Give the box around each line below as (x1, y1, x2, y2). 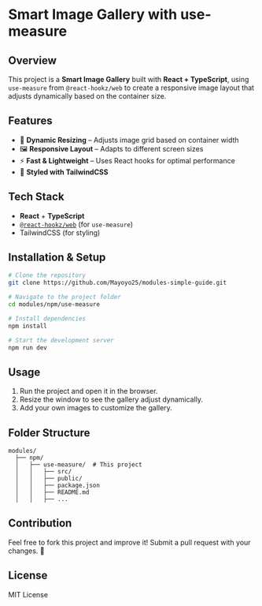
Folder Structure (8, 426, 90, 440)
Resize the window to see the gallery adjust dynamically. (19, 395, 203, 404)
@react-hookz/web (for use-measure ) (19, 219, 134, 229)
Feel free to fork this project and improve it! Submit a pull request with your (8, 537, 251, 547)
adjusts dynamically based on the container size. (8, 92, 167, 100)
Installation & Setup (8, 251, 106, 264)
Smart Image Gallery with (8, 6, 178, 24)
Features (8, 114, 53, 128)
